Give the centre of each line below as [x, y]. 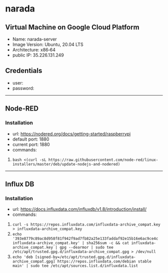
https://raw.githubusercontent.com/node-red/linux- [103, 160]
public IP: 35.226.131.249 [38, 55]
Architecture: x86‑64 [34, 50]
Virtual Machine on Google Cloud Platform [72, 27]
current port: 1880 [31, 144]
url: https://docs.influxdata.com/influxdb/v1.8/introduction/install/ [79, 209]
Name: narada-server [34, 39]
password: [23, 88]
